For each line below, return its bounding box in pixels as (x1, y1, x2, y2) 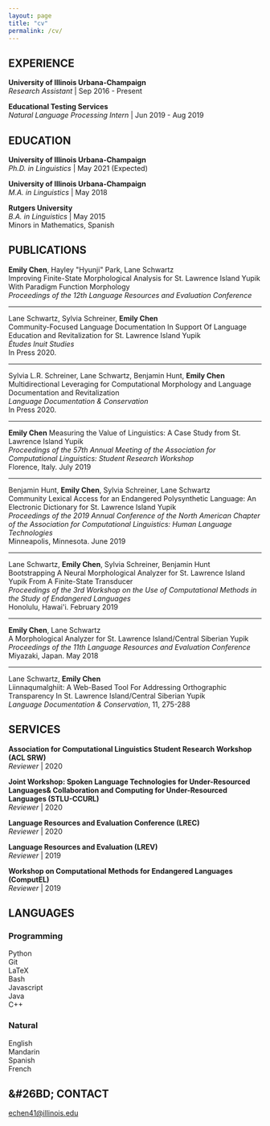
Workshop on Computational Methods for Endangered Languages (8, 866, 233, 875)
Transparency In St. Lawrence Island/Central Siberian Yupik (8, 691, 206, 700)
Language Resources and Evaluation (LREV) (8, 842, 158, 851)
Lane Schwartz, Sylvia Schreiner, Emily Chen (8, 313, 158, 323)
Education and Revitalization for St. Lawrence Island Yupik (8, 330, 201, 340)
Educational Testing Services (8, 102, 108, 112)
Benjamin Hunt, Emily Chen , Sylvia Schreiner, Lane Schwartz (8, 485, 211, 495)
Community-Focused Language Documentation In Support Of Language (8, 322, 247, 332)
